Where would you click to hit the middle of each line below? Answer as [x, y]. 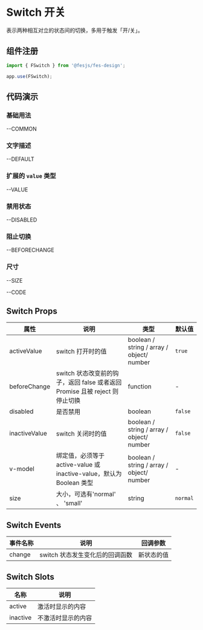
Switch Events [34, 525]
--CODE [16, 292]
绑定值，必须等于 [80, 455]
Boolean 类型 [75, 483]
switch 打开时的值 [81, 352]
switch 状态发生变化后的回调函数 [86, 555]
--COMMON [22, 129]
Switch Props [32, 311]
